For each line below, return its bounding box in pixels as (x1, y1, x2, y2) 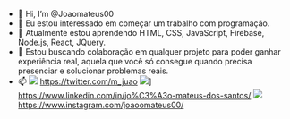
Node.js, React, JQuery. (17, 37, 106, 47)
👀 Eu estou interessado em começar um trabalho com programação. (17, 18, 270, 29)
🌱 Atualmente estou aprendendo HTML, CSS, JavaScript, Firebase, (17, 28, 265, 38)
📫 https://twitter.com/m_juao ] (17, 76, 152, 87)
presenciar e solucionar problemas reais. (17, 65, 169, 76)
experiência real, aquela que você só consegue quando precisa (17, 56, 252, 66)
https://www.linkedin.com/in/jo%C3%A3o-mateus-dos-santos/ (17, 90, 252, 100)
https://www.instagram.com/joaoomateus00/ (17, 99, 184, 110)
